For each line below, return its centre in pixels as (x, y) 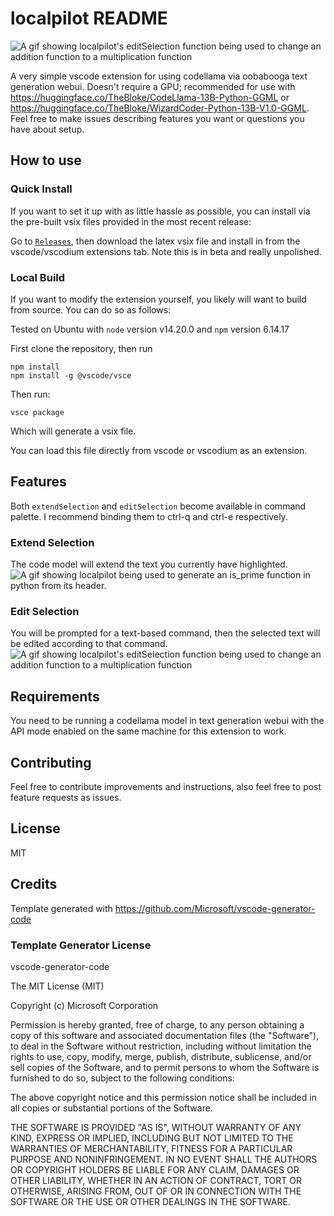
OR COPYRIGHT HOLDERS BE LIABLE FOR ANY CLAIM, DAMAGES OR (155, 1169)
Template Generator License (81, 945)
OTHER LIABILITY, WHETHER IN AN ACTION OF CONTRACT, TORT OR (156, 1180)
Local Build (38, 277)
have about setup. (47, 129)
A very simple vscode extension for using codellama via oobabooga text (159, 76)
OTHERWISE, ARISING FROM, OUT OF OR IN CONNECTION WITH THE (156, 1191)
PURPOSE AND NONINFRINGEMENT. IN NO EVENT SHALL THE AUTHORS (164, 1159)
